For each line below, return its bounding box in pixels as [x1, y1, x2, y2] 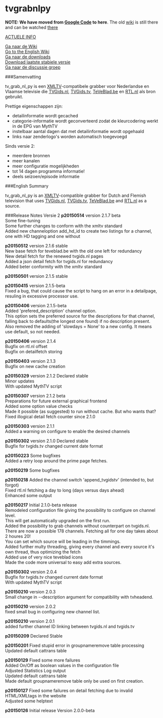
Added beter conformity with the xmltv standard [5, 264, 102, 269]
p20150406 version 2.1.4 [5, 338, 56, 344]
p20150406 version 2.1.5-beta [5, 302, 67, 308]
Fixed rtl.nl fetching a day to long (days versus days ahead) [5, 487, 125, 493]
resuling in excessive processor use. [5, 293, 79, 299]
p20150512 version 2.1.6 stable [5, 242, 68, 248]
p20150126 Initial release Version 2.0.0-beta [5, 707, 95, 713]
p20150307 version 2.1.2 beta [5, 393, 66, 399]
